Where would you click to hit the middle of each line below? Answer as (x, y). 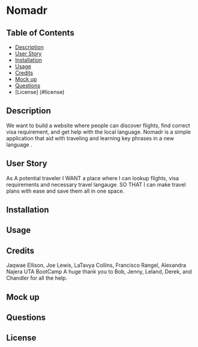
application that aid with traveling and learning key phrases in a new (90, 138)
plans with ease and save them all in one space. (65, 191)
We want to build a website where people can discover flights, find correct (98, 125)
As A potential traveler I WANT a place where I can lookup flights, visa (92, 178)
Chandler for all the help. (37, 278)
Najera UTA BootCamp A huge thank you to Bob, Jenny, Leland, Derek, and (99, 272)
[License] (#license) (40, 92)
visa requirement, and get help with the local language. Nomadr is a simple (98, 132)
